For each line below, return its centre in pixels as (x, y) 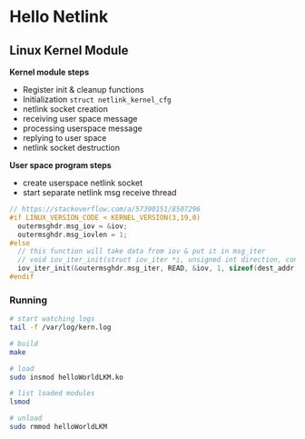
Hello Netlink (59, 17)
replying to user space (64, 138)
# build (24, 344)
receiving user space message (80, 119)
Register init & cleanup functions (83, 90)
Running (29, 300)
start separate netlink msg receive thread (99, 192)
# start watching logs (52, 319)
